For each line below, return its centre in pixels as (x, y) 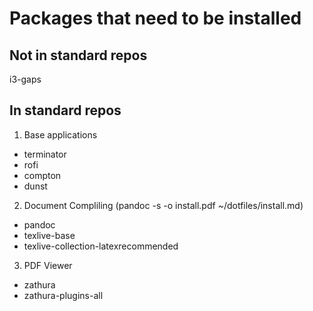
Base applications (60, 134)
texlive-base (49, 235)
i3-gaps (25, 79)
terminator (45, 154)
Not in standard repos (78, 55)
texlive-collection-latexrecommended (101, 246)
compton (42, 175)
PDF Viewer (48, 265)
